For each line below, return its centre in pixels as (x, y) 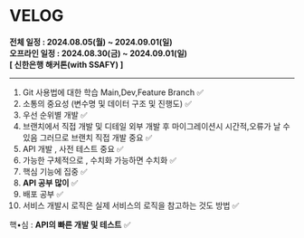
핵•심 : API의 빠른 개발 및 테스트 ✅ (70, 224)
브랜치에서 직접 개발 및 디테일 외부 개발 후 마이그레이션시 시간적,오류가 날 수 (157, 126)
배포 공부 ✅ (43, 194)
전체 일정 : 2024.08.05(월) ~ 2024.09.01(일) (91, 42)
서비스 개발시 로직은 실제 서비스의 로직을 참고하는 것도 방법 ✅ (131, 205)
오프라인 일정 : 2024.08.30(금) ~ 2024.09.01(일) (99, 53)
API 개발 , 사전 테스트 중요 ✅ (73, 148)
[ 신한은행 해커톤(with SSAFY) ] (66, 64)
